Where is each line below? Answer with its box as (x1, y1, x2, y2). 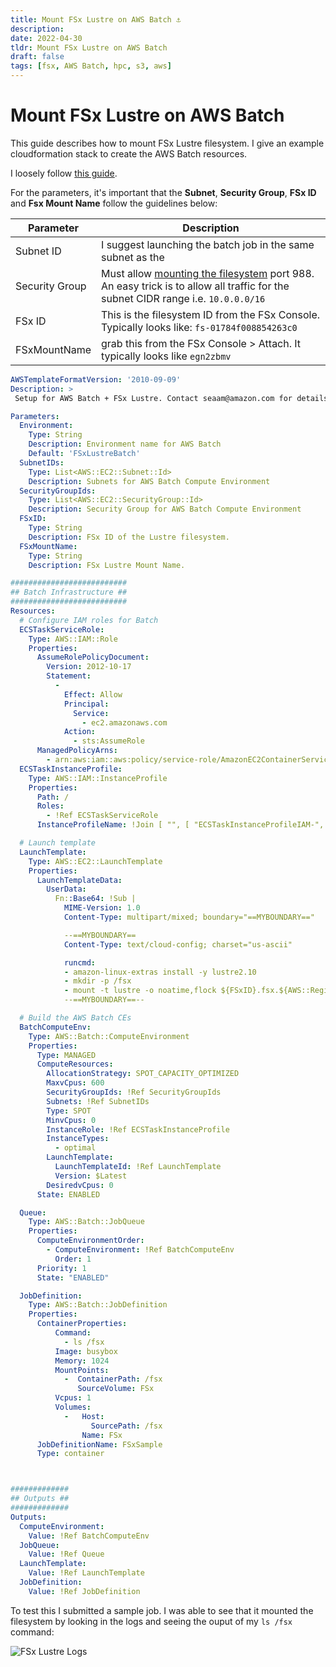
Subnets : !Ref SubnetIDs (46, 1096, 150, 1106)
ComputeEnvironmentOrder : (36, 1236, 145, 1246)
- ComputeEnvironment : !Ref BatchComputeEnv (46, 1245, 235, 1255)
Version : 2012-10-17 (46, 662, 132, 672)
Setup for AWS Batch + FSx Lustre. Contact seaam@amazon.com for (14, 393, 293, 403)
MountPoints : (54, 1365, 110, 1375)
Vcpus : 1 (54, 1393, 92, 1403)
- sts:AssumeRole (73, 736, 145, 746)
